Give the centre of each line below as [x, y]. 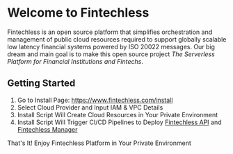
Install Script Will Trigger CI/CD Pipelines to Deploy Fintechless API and [119, 122]
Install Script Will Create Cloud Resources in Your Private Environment [118, 114]
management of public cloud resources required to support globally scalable [117, 39]
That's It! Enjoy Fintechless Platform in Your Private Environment [99, 143]
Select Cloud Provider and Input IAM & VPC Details [90, 107]
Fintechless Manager [47, 129]
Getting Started [41, 84]
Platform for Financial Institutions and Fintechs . [75, 61]
